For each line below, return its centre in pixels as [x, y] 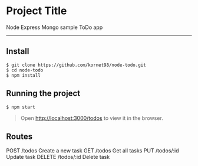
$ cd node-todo [25, 70]
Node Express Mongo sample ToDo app [55, 27]
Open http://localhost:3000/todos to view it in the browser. [92, 118]
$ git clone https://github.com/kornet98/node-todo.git [76, 65]
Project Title [37, 11]
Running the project [43, 94]
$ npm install [24, 75]
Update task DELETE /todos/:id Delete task [58, 157]
